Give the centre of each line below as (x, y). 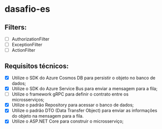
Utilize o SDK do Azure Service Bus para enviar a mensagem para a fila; (85, 89)
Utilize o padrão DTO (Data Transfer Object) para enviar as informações (84, 111)
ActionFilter (23, 50)
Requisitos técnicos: (37, 66)
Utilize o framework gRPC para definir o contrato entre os (70, 94)
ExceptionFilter (27, 45)
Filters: (16, 27)
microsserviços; (28, 100)
